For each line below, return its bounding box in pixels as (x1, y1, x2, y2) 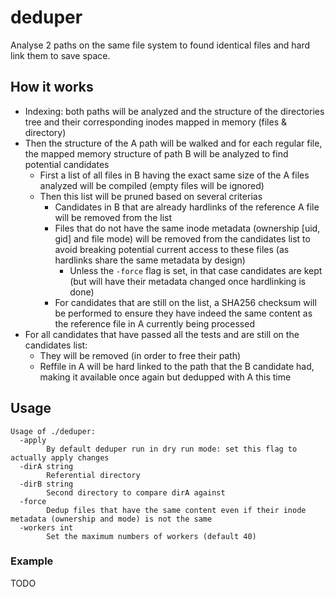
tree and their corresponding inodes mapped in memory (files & (24, 116, 288, 128)
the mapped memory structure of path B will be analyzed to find (24, 147, 289, 160)
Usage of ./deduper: (10, 426, 97, 436)
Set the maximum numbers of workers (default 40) (46, 531, 257, 541)
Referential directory (46, 470, 141, 480)
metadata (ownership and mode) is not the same (10, 514, 213, 524)
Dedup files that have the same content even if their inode (46, 505, 307, 515)
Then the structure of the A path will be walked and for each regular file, (24, 137, 323, 149)
